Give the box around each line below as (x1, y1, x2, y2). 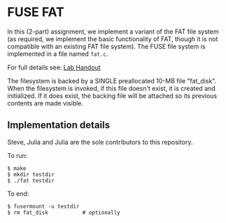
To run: (7, 151, 28, 159)
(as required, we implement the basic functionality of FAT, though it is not (7, 34, 218, 43)
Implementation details (7, 120, 111, 131)
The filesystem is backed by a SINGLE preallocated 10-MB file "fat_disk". (7, 76, 217, 85)
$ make (7, 165, 27, 172)
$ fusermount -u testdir (7, 203, 80, 210)
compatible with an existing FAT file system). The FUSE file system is (7, 42, 206, 50)
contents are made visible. (7, 99, 84, 107)
